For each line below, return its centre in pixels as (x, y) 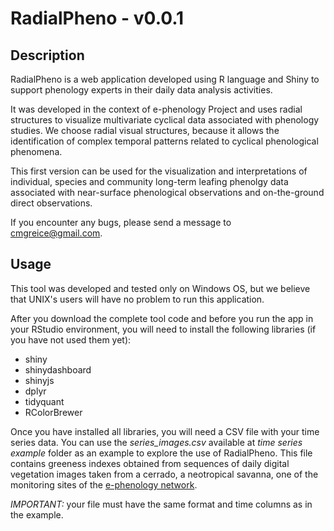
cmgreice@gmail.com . (56, 233)
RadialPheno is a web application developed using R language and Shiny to (165, 79)
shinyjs (39, 380)
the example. (37, 514)
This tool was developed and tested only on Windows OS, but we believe (160, 288)
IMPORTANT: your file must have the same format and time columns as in (161, 504)
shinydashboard (58, 369)
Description (47, 55)
